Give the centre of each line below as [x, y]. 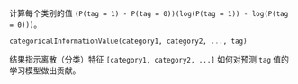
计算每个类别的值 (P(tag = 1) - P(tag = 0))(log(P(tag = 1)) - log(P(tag [149, 13]
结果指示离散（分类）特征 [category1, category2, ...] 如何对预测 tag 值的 [149, 59]
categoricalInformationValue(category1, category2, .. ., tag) [128, 41]
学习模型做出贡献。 [45, 71]
